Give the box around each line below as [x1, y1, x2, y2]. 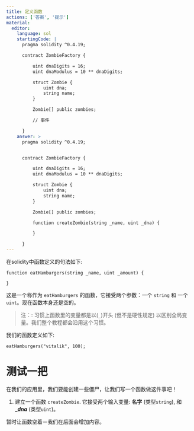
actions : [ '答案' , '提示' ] [6, 14, 69, 20]
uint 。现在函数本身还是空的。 [6, 299, 79, 306]
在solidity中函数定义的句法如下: [6, 258, 83, 265]
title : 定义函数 [6, 8, 43, 15]
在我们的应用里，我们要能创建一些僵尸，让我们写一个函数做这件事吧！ [6, 385, 177, 392]
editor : [11, 25, 31, 31]
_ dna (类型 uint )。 [14, 406, 59, 413]
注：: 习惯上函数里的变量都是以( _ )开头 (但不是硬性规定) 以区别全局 [20, 312, 182, 318]
